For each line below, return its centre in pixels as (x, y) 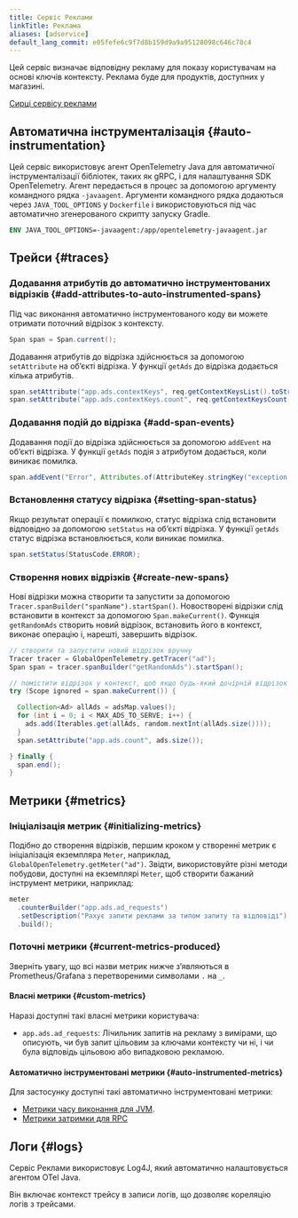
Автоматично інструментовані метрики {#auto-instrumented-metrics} (146, 1072)
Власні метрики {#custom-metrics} (78, 996)
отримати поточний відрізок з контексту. (86, 323)
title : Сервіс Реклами (51, 17)
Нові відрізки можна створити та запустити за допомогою (120, 596)
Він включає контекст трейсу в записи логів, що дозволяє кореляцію (140, 1194)
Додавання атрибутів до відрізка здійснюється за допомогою (127, 356)
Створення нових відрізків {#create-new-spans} (119, 577)
